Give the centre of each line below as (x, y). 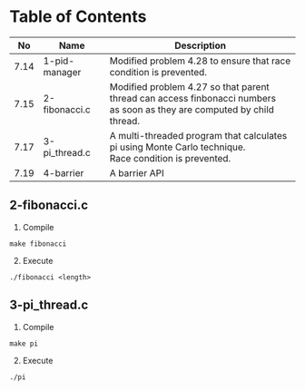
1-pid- (59, 61)
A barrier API (137, 172)
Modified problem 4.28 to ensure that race (200, 61)
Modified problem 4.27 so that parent (189, 86)
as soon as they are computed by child (192, 109)
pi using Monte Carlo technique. (177, 147)
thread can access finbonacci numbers (193, 98)
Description (201, 45)
